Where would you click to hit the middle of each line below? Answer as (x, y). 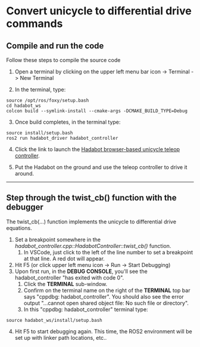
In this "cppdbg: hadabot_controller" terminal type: (86, 309)
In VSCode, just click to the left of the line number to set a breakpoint (108, 252)
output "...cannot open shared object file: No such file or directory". (106, 303)
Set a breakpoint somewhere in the (58, 239)
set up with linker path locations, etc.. (61, 337)
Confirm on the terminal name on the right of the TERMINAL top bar (107, 290)
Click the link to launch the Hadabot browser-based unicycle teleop (97, 149)
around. (24, 173)
